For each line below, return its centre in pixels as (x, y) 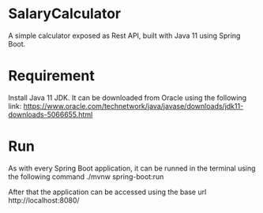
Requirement (51, 76)
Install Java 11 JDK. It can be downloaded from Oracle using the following (128, 97)
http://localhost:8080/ (44, 200)
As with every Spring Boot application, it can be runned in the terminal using (132, 168)
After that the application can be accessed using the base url (107, 192)
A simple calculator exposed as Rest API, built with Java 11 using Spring (124, 35)
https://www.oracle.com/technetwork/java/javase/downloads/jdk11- (133, 106)
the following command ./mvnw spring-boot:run (86, 176)
